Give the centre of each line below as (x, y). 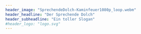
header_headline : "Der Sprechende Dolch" (50, 14)
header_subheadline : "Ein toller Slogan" (50, 19)
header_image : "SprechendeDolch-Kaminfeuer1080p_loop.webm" (71, 10)
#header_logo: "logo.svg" (33, 24)
